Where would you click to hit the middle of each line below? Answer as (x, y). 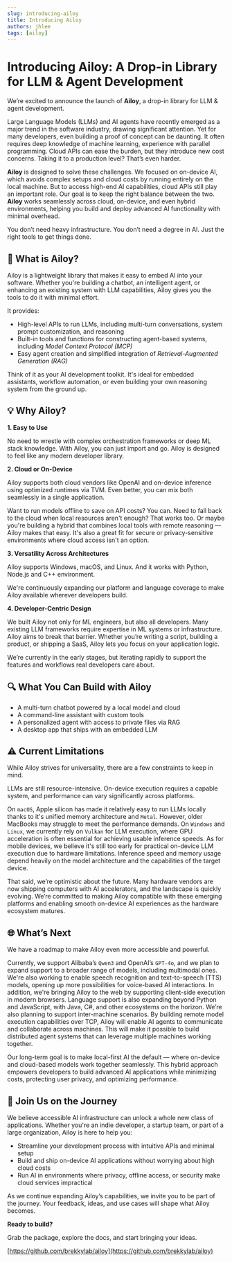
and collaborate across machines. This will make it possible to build (103, 1029)
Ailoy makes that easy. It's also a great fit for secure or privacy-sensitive (110, 532)
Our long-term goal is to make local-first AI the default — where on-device (114, 1057)
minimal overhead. (34, 216)
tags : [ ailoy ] (28, 33)
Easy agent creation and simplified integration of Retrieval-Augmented (117, 353)
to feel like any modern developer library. (66, 456)
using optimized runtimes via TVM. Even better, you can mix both (100, 489)
